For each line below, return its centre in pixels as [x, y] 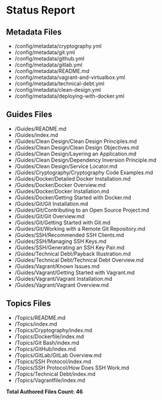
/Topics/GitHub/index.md [45, 349]
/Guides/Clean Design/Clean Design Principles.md [76, 141]
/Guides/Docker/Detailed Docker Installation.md [72, 179]
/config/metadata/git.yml [45, 52]
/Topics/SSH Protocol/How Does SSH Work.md [72, 368]
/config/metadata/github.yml [49, 59]
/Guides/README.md [40, 129]
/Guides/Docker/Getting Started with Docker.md [73, 197]
